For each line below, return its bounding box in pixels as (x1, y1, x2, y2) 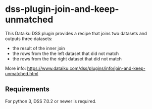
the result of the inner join (12, 45, 65, 51)
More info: (5, 65, 26, 71)
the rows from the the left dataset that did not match (12, 51, 119, 56)
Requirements (5, 85, 50, 94)
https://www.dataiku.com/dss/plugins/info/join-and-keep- (27, 65, 146, 71)
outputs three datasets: (5, 36, 53, 42)
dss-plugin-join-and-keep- (5, 3, 119, 15)
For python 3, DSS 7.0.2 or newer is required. (5, 98, 97, 104)
